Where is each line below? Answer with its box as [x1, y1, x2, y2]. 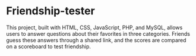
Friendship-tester [6, 4, 95, 18]
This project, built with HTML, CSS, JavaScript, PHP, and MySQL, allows [6, 24, 183, 31]
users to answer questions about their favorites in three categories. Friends [6, 30, 190, 37]
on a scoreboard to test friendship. [6, 43, 91, 50]
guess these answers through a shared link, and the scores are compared [6, 36, 186, 43]
